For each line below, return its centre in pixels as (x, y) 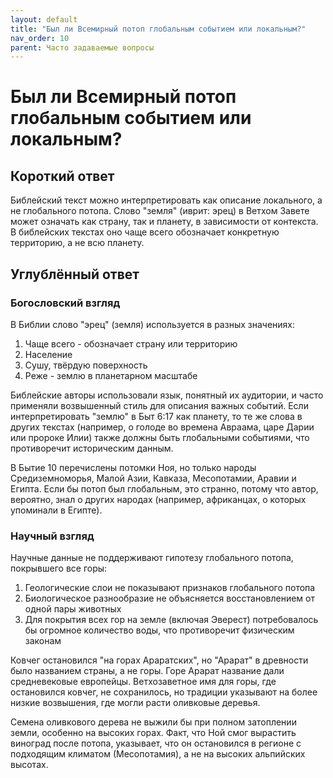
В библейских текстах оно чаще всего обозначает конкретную (145, 232)
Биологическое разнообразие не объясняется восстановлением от (169, 598)
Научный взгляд (52, 536)
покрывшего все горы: (59, 568)
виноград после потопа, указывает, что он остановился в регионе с (156, 743)
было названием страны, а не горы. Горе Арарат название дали (147, 671)
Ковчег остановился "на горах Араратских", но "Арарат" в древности (159, 660)
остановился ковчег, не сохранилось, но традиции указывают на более (164, 692)
